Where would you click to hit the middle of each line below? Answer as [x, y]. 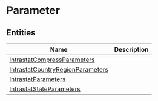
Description [131, 50]
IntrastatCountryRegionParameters [59, 69]
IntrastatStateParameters [45, 89]
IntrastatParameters [38, 79]
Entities [21, 33]
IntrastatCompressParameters [52, 60]
